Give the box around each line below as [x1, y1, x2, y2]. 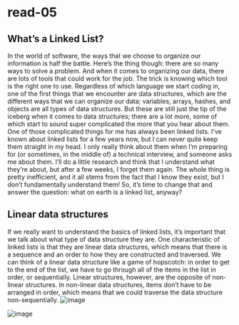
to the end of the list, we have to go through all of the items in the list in [7, 265, 216, 274]
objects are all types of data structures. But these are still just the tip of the [7, 105, 227, 113]
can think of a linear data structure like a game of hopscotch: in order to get [7, 257, 230, 266]
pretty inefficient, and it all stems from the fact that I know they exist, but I [7, 172, 225, 181]
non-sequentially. [7, 295, 59, 304]
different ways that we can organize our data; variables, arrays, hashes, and [7, 97, 231, 105]
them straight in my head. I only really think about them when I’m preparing [7, 143, 228, 150]
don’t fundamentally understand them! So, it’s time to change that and [7, 180, 213, 189]
